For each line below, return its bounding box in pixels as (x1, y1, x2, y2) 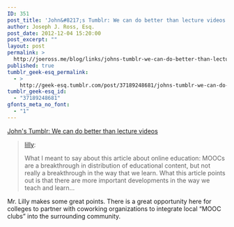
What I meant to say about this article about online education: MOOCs (24, 154, 225, 162)
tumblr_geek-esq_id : (7, 88, 68, 95)
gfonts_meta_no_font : (7, 101, 70, 108)
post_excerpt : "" (7, 36, 58, 43)
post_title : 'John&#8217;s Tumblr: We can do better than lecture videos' (7, 17, 229, 24)
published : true (7, 62, 54, 69)
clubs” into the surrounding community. (7, 212, 121, 220)
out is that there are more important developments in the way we (24, 176, 210, 184)
